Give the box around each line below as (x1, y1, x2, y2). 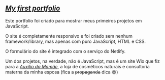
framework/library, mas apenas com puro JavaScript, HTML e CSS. (5, 38, 146, 44)
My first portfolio (5, 4, 60, 13)
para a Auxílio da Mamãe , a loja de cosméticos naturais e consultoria (5, 63, 150, 69)
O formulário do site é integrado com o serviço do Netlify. (5, 48, 126, 54)
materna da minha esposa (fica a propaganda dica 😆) (5, 69, 118, 75)
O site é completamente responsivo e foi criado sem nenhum (5, 33, 133, 39)
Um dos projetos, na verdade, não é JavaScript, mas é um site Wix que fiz (5, 58, 160, 64)
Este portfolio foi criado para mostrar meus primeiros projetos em (5, 17, 142, 23)
